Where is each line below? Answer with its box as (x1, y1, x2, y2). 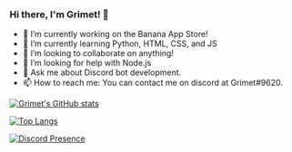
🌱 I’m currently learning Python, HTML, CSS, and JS (22, 38, 218, 49)
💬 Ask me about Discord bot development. (22, 67, 182, 78)
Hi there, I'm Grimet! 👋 (9, 8, 109, 21)
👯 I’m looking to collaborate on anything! (22, 48, 175, 59)
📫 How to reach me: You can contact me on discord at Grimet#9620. (22, 77, 284, 89)
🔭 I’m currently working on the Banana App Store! (22, 29, 208, 40)
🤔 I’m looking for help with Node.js (22, 58, 152, 69)
